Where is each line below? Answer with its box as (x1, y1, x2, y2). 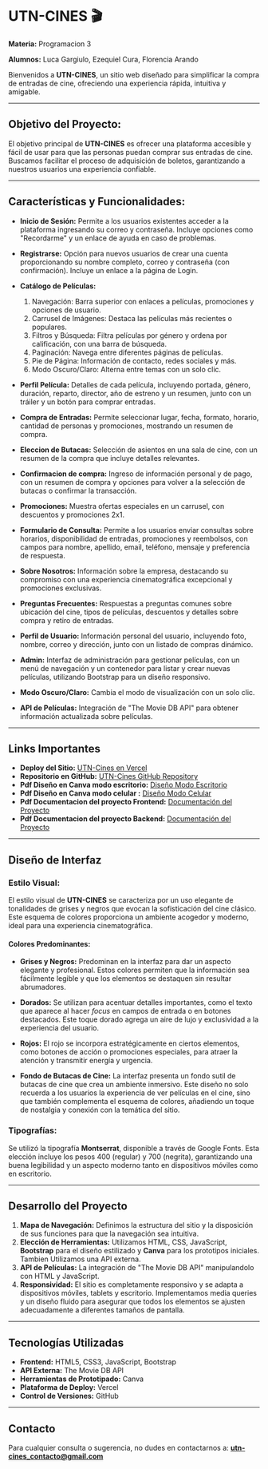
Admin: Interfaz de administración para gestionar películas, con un (19, 655, 240, 665)
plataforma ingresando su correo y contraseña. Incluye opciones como (19, 224, 254, 234)
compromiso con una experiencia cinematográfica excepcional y (19, 574, 233, 584)
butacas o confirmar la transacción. (19, 486, 137, 495)
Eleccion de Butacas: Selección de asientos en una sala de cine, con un (19, 445, 258, 455)
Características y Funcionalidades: (8, 195, 186, 208)
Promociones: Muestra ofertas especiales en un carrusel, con (19, 501, 225, 510)
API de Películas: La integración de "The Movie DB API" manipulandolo (19, 1263, 254, 1272)
